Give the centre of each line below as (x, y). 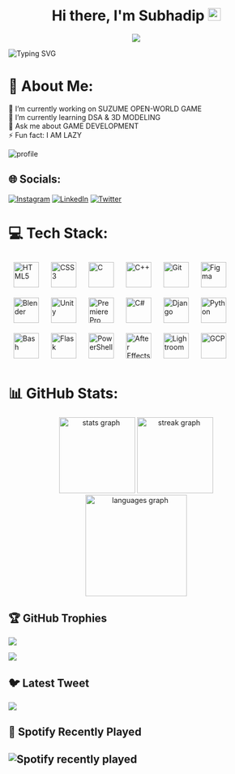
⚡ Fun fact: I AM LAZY (45, 135)
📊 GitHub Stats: (64, 393)
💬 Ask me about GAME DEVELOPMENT (74, 126)
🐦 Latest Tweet (49, 683)
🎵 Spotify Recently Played (75, 731)
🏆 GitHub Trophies (58, 618)
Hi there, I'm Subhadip (128, 16)
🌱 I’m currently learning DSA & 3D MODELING (84, 117)
